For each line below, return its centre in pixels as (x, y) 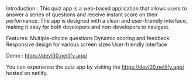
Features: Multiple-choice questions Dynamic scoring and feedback (88, 38)
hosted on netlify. (27, 73)
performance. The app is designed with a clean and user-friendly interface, (97, 21)
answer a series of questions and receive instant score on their (82, 15)
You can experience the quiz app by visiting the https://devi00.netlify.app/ (95, 67)
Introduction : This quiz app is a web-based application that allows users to (96, 8)
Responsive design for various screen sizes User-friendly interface (87, 44)
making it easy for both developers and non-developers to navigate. (88, 27)
